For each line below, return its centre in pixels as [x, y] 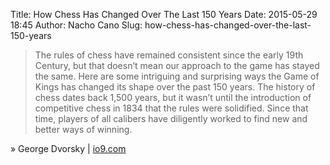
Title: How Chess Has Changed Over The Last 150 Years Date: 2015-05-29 [164, 14]
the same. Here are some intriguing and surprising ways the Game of [177, 76]
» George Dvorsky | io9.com [68, 148]
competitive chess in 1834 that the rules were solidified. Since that [171, 108]
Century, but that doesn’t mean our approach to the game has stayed [177, 65]
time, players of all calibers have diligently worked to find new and [171, 118]
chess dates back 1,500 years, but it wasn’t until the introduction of [173, 97]
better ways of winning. [83, 129]
